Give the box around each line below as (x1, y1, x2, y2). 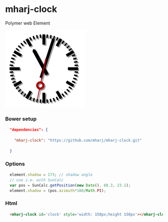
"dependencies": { (9, 127, 48, 132)
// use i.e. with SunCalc (9, 177, 64, 182)
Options (5, 160, 25, 167)
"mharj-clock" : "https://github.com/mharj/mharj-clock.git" (14, 137, 142, 143)
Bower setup (5, 115, 36, 122)
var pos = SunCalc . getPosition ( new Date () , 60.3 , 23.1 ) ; (9, 182, 131, 188)
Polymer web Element (5, 20, 50, 26)
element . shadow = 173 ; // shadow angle (9, 172, 93, 177)
